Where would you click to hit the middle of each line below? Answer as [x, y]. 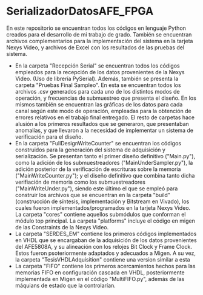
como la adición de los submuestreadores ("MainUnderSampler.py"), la [104, 162]
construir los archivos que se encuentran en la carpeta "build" [93, 195]
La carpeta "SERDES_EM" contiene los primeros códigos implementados [106, 234]
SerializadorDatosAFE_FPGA [80, 11]
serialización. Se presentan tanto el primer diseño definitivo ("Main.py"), [105, 156]
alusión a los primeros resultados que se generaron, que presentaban [102, 123]
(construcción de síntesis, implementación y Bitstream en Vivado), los [102, 201]
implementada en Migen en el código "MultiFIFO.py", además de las [100, 279]
